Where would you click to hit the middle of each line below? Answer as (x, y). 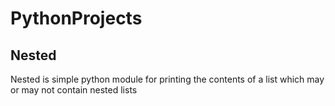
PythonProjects (76, 18)
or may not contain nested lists (74, 90)
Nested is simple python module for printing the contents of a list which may (167, 79)
